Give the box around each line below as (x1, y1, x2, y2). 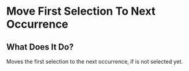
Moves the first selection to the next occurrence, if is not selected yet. (6, 58, 183, 65)
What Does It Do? (6, 42, 74, 52)
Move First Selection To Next (6, 4, 156, 18)
